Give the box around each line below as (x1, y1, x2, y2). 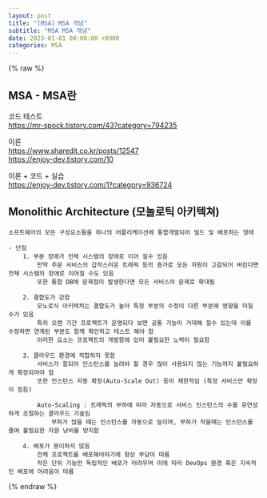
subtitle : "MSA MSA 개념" (8, 26, 92, 34)
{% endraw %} (8, 481, 58, 491)
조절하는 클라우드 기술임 (22, 409, 90, 417)
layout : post (8, 11, 52, 20)
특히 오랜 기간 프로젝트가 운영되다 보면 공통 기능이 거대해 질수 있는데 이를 (37, 319, 252, 327)
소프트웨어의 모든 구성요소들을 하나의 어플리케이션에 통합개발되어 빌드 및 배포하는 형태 (8, 228, 254, 236)
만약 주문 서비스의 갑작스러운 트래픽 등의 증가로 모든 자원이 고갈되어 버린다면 (37, 261, 259, 269)
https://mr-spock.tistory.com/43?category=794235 (8, 120, 177, 130)
